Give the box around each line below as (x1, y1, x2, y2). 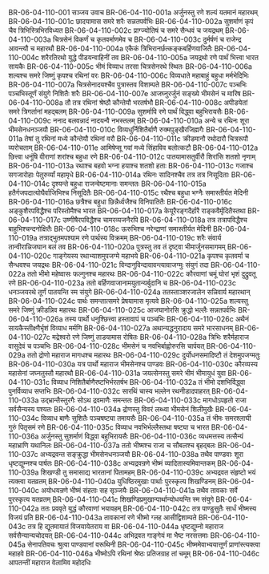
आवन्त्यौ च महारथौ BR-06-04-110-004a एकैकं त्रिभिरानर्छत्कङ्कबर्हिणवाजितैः (8, 44, 213, 53)
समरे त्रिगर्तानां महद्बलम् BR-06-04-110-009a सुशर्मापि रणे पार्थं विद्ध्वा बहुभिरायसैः (8, 107, 223, 116)
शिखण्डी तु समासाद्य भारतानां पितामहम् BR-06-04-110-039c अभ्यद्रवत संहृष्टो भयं (40, 467, 256, 477)
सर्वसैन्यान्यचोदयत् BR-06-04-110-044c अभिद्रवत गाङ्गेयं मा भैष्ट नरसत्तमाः (8, 531, 209, 540)
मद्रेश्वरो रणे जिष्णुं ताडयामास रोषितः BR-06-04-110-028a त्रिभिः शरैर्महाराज (51, 333, 250, 342)
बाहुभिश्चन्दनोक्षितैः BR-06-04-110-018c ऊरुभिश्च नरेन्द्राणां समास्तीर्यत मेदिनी (8, 224, 212, 233)
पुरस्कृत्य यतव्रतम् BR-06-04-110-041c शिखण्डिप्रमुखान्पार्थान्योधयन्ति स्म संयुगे (8, 495, 215, 504)
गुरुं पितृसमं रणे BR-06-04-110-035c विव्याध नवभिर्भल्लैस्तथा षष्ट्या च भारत (8, 422, 210, 432)
